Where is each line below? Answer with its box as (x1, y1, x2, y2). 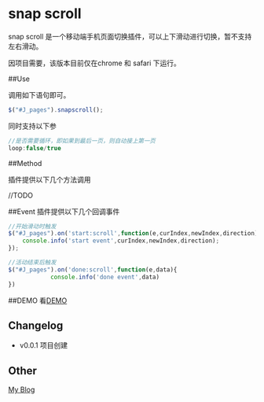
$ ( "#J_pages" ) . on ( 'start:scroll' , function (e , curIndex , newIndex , (8, 230, 223, 238)
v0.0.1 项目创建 (19, 341, 68, 350)
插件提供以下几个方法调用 (8, 175, 91, 184)
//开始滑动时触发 (8, 222, 57, 231)
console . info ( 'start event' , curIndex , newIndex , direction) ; (22, 237, 220, 245)
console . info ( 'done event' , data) (49, 273, 159, 281)
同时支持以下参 (8, 121, 57, 131)
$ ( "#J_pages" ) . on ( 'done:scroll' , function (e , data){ (8, 265, 178, 274)
